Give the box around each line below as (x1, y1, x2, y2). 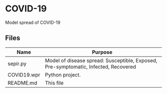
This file (45, 79, 64, 86)
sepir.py (7, 60, 27, 67)
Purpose (91, 48, 113, 55)
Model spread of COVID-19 (5, 19, 61, 25)
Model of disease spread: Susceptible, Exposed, (45, 57, 158, 64)
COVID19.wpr (7, 71, 41, 78)
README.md (7, 79, 37, 86)
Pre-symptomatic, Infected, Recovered (45, 63, 136, 70)
